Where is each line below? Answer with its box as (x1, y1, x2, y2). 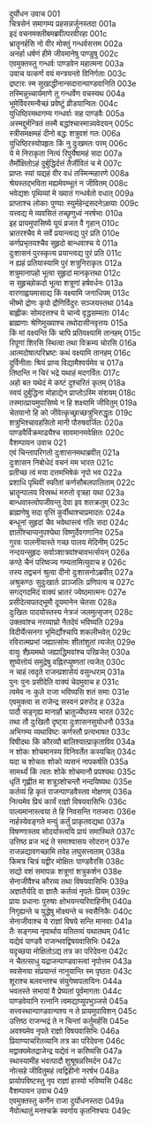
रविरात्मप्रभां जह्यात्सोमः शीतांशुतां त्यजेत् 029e (9, 637, 136, 647)
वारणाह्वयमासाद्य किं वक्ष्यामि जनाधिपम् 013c (9, 288, 131, 298)
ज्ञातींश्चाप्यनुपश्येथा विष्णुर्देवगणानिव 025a (9, 527, 124, 537)
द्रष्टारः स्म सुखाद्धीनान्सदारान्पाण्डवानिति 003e (9, 78, 137, 89)
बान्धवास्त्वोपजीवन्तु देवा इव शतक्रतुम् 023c (9, 497, 130, 507)
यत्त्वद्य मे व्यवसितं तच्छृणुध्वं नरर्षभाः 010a (9, 208, 124, 218)
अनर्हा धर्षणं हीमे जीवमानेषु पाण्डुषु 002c (9, 49, 119, 59)
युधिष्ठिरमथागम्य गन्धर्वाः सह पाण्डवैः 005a (9, 108, 125, 119)
